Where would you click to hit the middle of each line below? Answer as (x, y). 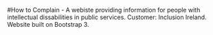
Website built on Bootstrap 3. (48, 24)
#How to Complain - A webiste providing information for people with (104, 10)
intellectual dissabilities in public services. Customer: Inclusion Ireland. (107, 17)
